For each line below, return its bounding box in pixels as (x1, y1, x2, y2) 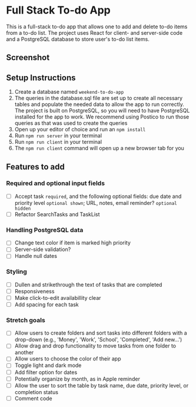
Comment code (14, 395, 53, 402)
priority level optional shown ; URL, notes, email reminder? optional (14, 199, 178, 206)
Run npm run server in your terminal (14, 132, 102, 139)
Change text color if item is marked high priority (14, 239, 131, 246)
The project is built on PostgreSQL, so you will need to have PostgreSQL (14, 107, 190, 114)
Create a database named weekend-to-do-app (14, 88, 124, 95)
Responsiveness (14, 287, 55, 295)
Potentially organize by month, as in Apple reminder (14, 375, 140, 382)
